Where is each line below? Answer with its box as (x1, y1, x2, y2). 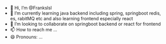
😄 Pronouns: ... (10, 34, 43, 40)
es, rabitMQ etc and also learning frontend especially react (10, 16, 134, 21)
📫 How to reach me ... (10, 27, 57, 32)
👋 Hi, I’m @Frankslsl (10, 5, 52, 11)
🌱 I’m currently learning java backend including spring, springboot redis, (10, 10, 161, 16)
